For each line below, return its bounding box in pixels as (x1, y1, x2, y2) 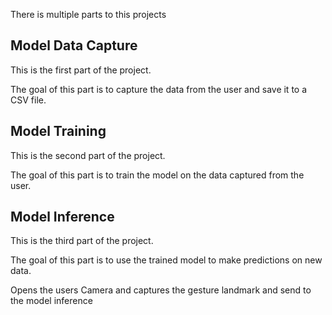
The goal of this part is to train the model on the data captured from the (10, 169, 305, 181)
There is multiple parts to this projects (10, 9, 167, 20)
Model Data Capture (10, 37, 138, 54)
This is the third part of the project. (10, 235, 154, 247)
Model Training (10, 123, 107, 140)
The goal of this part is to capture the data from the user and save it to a (10, 83, 308, 95)
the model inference (10, 295, 93, 307)
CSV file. (10, 94, 47, 106)
